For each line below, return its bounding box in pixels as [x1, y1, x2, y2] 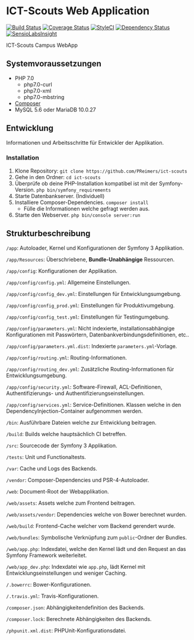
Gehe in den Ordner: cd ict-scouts [14, 173, 101, 180]
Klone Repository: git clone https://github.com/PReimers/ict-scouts [14, 167, 187, 174]
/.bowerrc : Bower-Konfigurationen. [6, 581, 92, 588]
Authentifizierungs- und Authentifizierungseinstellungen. [6, 390, 145, 397]
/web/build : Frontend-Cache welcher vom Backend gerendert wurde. [6, 522, 176, 529]
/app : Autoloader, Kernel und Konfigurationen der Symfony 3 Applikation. [6, 244, 185, 251]
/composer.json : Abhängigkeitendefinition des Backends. [6, 604, 145, 611]
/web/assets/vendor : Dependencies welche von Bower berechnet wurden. [6, 511, 187, 518]
